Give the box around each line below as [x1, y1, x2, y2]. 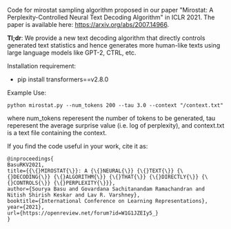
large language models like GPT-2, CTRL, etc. [7, 48, 137, 57]
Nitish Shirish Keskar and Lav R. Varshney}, [7, 192, 140, 199]
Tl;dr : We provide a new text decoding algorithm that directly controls [7, 34, 205, 42]
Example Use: [7, 89, 47, 97]
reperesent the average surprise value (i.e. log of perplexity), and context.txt [7, 121, 225, 130]
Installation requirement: [7, 62, 77, 70]
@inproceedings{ [7, 155, 54, 162]
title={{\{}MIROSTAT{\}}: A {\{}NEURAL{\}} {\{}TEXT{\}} [7, 168, 174, 175]
